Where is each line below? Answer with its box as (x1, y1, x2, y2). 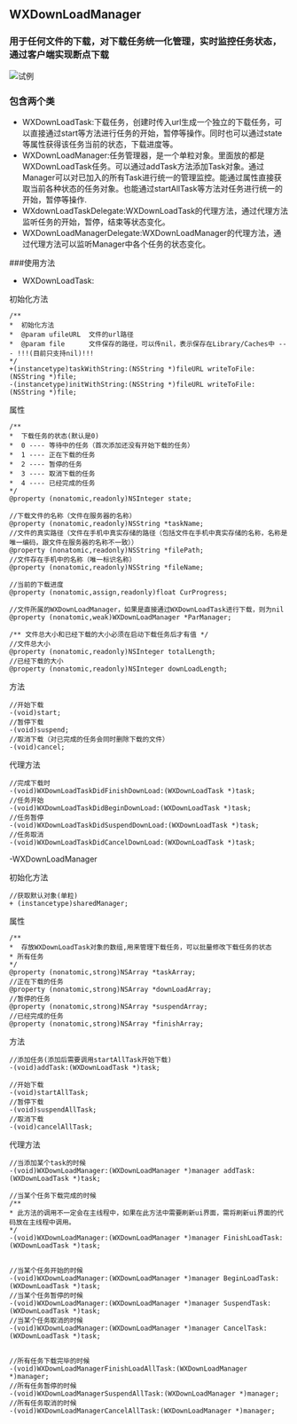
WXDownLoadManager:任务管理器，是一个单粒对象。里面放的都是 (21, 150, 265, 161)
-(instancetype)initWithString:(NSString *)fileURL (9, 380, 204, 389)
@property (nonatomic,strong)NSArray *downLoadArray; (9, 985, 213, 994)
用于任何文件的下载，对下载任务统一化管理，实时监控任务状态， (9, 35, 282, 48)
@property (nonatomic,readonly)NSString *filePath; (9, 546, 204, 555)
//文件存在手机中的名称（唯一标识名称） (9, 555, 137, 564)
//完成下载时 (9, 778, 51, 788)
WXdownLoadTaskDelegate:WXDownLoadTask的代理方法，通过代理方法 (21, 205, 289, 216)
